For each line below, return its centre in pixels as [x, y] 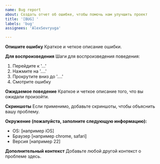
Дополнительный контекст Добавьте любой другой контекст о [73, 151]
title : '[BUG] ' [22, 19]
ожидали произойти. [27, 97]
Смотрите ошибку [32, 82]
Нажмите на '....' [30, 71]
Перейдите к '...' [29, 66]
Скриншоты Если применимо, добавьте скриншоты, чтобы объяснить [80, 106]
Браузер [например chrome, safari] [49, 136]
